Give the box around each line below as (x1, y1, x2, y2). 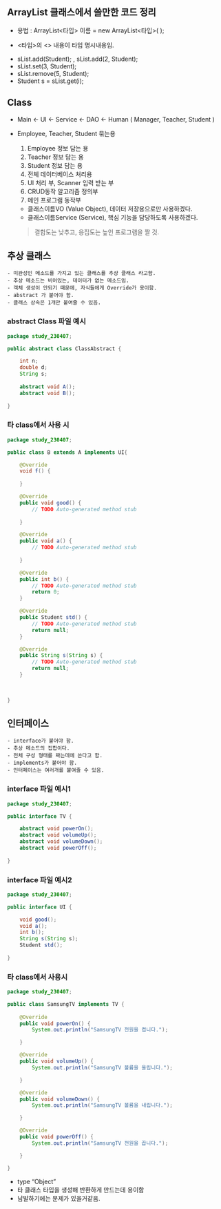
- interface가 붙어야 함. (7, 738, 74, 745)
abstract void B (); (19, 390, 76, 397)
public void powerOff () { (19, 1134, 94, 1141)
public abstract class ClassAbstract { (7, 345, 122, 352)
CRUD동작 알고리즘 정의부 (27, 187, 98, 196)
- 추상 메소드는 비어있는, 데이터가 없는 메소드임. (7, 277, 129, 285)
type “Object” (17, 1177, 56, 1186)
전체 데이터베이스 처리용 (27, 170, 93, 178)
